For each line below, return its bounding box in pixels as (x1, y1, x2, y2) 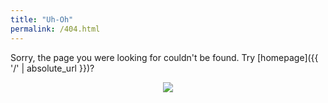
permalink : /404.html (10, 24, 101, 34)
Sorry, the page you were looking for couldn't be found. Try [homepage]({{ (10, 51, 319, 63)
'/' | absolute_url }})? (10, 62, 95, 74)
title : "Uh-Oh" (10, 14, 74, 25)
